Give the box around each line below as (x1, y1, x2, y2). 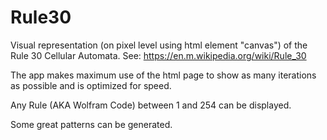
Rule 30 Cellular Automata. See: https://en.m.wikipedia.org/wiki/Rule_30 (10, 49, 307, 61)
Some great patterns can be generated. (10, 118, 173, 130)
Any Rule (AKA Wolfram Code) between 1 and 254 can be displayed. (10, 99, 292, 111)
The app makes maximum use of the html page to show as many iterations (10, 69, 317, 81)
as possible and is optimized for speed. (10, 79, 172, 91)
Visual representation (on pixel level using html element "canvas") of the (10, 39, 308, 51)
